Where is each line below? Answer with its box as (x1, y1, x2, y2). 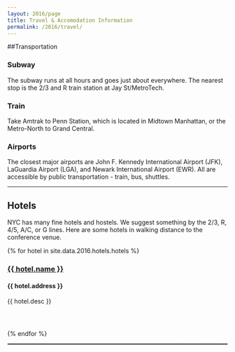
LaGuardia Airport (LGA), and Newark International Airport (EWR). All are (7, 165, 216, 174)
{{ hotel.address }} (7, 281, 64, 290)
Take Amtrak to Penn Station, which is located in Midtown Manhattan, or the (7, 116, 226, 125)
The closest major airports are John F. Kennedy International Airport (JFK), (7, 158, 223, 166)
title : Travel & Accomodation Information (7, 17, 133, 24)
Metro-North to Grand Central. (7, 124, 95, 133)
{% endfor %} (7, 330, 48, 338)
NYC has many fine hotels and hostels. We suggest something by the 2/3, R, (7, 218, 227, 226)
